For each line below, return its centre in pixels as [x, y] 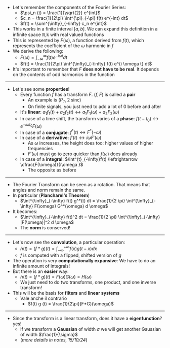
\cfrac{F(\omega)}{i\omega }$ [52, 165]
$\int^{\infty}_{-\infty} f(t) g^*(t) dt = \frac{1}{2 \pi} [73, 201]
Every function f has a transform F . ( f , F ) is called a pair [78, 95]
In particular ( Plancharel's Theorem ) [51, 195]
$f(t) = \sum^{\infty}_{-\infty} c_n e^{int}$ [63, 23]
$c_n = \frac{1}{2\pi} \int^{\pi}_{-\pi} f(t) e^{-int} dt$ [74, 18]
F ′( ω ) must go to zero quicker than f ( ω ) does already [82, 154]
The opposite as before [52, 170]
